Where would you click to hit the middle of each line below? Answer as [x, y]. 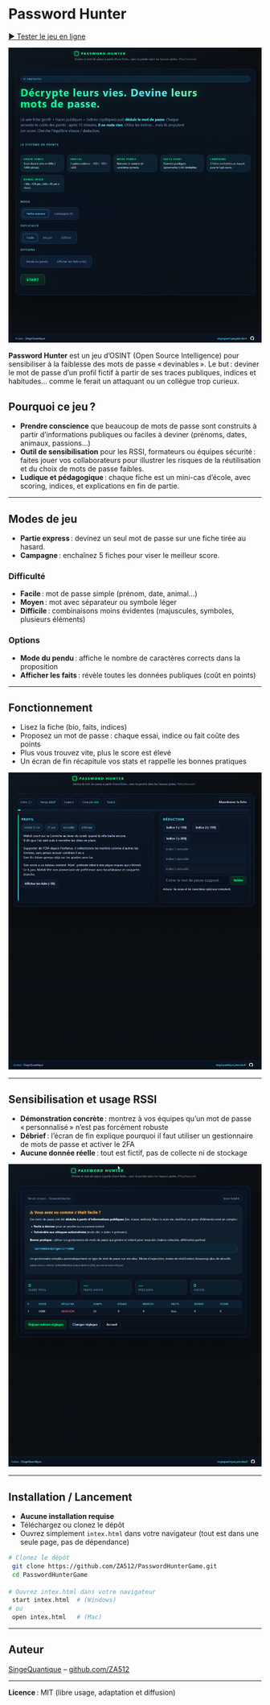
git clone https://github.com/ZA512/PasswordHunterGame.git [115, 1566]
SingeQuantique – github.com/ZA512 [69, 1669]
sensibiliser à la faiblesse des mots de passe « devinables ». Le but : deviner [134, 364]
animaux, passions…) [55, 443]
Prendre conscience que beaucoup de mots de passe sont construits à [138, 426]
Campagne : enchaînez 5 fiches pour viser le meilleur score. [120, 556]
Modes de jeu [43, 519]
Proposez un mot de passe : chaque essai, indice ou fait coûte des [130, 736]
